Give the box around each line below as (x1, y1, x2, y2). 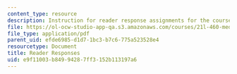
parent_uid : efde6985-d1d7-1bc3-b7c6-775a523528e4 (7, 37, 159, 44)
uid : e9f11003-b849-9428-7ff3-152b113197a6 (7, 56, 138, 63)
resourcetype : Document (7, 43, 78, 50)
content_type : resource (7, 10, 78, 18)
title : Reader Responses (7, 50, 80, 57)
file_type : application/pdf (7, 30, 90, 37)
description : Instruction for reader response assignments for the (7, 17, 210, 24)
